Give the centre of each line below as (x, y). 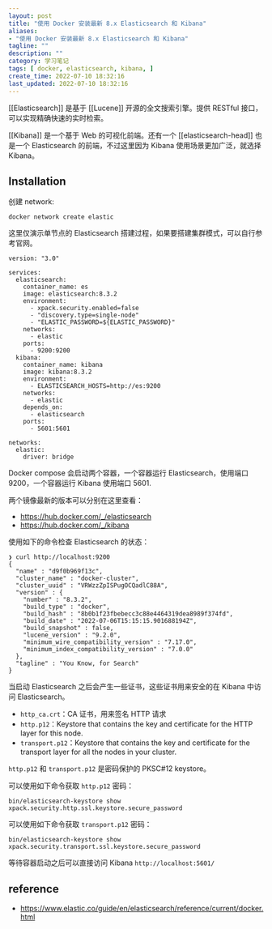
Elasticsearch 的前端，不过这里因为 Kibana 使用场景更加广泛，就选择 (146, 145)
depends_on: (43, 407)
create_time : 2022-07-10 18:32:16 (67, 76)
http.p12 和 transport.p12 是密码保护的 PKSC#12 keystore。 (110, 769)
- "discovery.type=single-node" (84, 315)
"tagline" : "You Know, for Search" (77, 664)
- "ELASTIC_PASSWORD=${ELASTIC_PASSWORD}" (102, 322)
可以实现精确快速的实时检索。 (58, 117)
